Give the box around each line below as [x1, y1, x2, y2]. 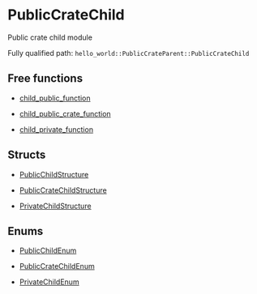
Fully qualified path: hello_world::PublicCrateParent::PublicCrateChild [7, 48, 250, 58]
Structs [7, 148, 46, 162]
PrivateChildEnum [19, 277, 79, 287]
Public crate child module [7, 32, 92, 42]
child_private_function [19, 124, 94, 134]
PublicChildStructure [19, 169, 89, 179]
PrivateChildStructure [19, 201, 92, 211]
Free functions [7, 71, 83, 86]
